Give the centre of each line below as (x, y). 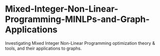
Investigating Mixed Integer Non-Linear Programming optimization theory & (80, 43)
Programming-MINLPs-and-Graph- (77, 19)
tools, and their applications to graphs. (43, 48)
